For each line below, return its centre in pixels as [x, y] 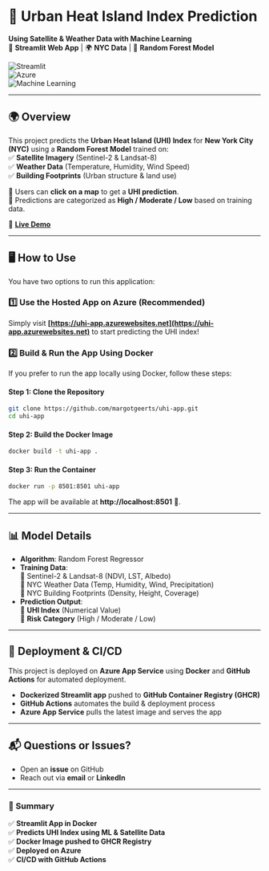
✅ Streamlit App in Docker [53, 823]
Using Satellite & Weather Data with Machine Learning [100, 39]
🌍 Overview [40, 117]
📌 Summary [31, 806]
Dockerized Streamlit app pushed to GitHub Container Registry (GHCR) [140, 694]
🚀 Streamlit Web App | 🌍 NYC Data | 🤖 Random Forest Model [111, 47]
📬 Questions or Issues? [70, 746]
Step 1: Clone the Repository [56, 392]
